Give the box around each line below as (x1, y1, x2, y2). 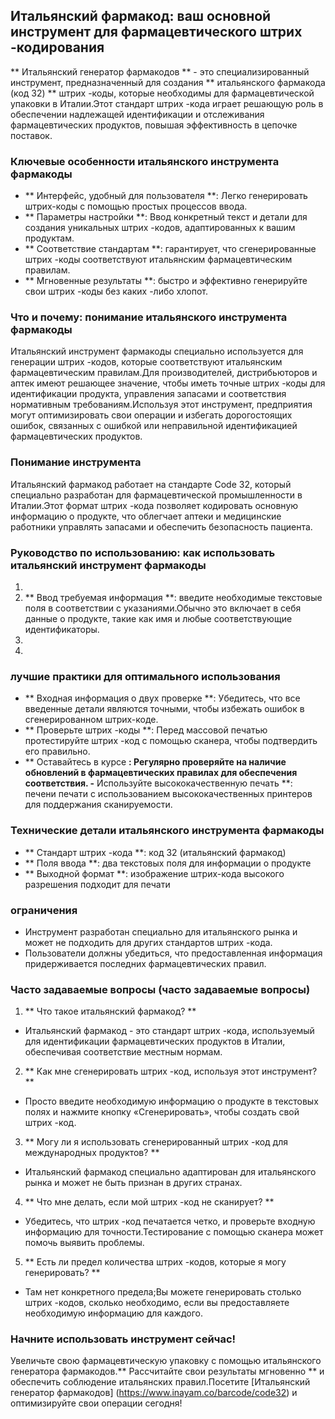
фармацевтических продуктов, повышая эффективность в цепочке (10, 119, 298, 131)
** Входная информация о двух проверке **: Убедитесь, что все (24, 692, 301, 704)
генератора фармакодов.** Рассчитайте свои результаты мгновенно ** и (10, 1365, 325, 1378)
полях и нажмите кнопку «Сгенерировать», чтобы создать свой (24, 1106, 300, 1118)
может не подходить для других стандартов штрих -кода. (24, 936, 273, 948)
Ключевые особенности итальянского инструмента (10, 154, 280, 168)
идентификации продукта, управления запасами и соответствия (10, 388, 287, 400)
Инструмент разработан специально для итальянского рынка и (24, 925, 298, 938)
